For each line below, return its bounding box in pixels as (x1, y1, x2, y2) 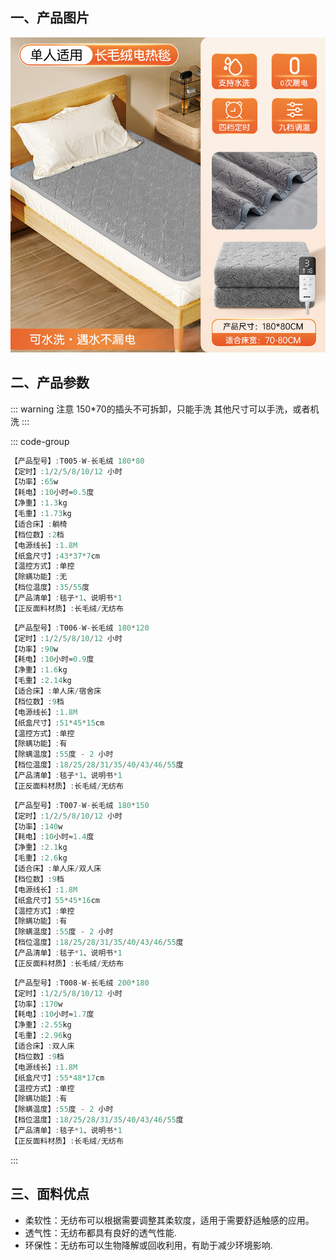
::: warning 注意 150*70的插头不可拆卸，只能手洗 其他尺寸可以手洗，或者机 (10, 403, 320, 415)
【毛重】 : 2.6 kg (10, 853, 68, 863)
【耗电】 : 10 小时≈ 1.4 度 (10, 832, 95, 842)
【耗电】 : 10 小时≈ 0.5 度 (10, 488, 95, 498)
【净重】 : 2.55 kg (10, 1020, 72, 1030)
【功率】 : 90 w (10, 644, 59, 654)
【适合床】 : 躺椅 (10, 519, 68, 529)
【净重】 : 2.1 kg (10, 843, 68, 853)
